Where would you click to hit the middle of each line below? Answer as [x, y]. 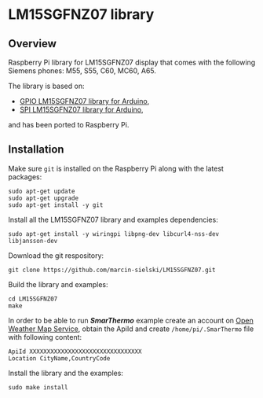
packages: [25, 177]
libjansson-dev [33, 241]
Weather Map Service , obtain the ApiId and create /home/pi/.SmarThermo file [131, 329]
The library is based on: [46, 86]
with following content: [45, 337]
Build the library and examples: [58, 284]
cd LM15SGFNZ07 [33, 299]
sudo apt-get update [42, 191]
